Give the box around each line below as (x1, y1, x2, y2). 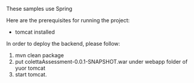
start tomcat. (14, 71, 47, 78)
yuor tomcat (14, 64, 46, 72)
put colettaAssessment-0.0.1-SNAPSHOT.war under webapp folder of (14, 58, 188, 65)
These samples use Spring (6, 5, 72, 12)
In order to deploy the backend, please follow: (6, 40, 120, 47)
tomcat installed (14, 28, 55, 35)
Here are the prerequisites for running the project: (6, 17, 130, 23)
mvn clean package (14, 52, 64, 59)
